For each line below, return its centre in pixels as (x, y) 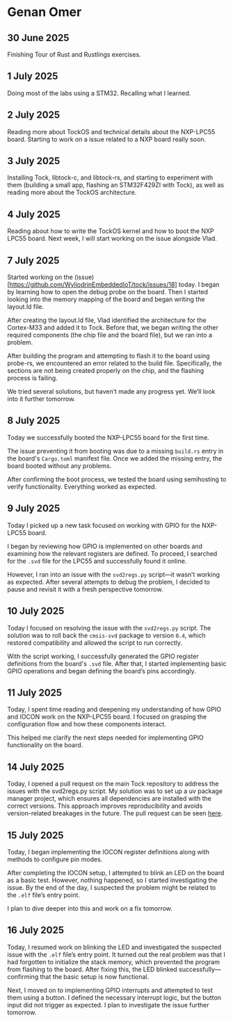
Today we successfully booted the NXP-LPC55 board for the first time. (109, 437)
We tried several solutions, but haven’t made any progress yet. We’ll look (111, 392)
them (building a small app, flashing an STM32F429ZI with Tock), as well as (116, 185)
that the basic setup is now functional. (95, 976)
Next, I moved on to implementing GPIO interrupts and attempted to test (110, 990)
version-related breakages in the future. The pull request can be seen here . (115, 813)
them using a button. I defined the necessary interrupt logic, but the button (114, 997)
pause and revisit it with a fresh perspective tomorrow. (85, 589)
